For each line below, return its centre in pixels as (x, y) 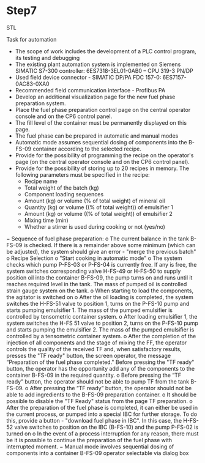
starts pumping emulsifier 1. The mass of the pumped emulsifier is (90, 310)
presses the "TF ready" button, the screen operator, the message (89, 355)
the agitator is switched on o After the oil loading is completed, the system (100, 297)
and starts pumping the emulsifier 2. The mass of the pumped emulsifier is (100, 329)
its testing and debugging (47, 57)
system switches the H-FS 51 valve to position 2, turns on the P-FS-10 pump (102, 323)
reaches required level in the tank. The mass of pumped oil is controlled (97, 284)
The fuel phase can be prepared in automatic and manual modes (97, 136)
